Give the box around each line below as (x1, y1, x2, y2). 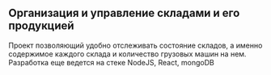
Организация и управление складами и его (8, 6, 240, 20)
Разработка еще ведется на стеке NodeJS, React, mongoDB (8, 57, 214, 67)
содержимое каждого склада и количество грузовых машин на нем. (8, 48, 247, 59)
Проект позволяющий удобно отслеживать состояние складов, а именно (8, 40, 263, 50)
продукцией (8, 19, 74, 33)
